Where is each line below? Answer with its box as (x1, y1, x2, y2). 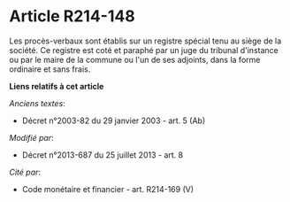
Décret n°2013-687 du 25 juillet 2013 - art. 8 (21, 149, 184, 160)
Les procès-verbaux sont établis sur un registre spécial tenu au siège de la (9, 35, 282, 46)
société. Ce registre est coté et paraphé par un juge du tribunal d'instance (9, 44, 279, 55)
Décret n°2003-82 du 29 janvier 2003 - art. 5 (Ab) (21, 115, 206, 126)
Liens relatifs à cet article (9, 81, 104, 91)
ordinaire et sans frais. (9, 64, 91, 74)
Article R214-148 (9, 6, 135, 27)
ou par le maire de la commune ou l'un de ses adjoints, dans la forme (9, 54, 261, 65)
